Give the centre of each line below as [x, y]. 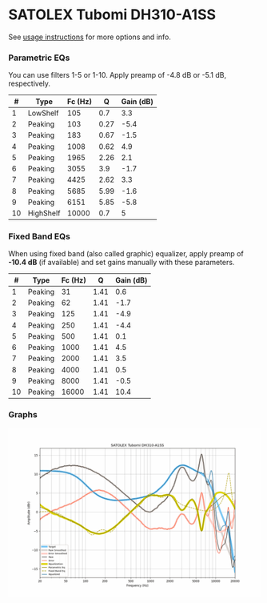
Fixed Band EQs [39, 236]
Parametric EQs [39, 58]
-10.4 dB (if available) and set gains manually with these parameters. [122, 263]
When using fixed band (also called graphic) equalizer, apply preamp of [126, 254]
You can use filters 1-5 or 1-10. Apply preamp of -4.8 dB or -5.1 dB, [117, 75]
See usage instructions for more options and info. [90, 37]
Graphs [23, 415]
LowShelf [43, 113]
